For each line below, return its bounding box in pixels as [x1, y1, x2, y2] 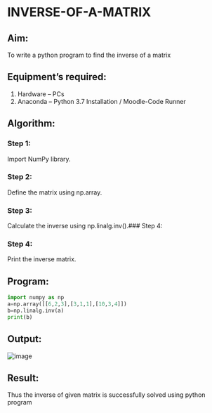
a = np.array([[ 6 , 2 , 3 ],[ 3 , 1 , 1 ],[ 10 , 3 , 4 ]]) [7, 301, 128, 308]
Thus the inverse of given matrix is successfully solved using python [7, 391, 206, 399]
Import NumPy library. [7, 155, 72, 163]
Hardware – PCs [17, 89, 65, 98]
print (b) [7, 313, 33, 320]
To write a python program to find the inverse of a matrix [7, 51, 171, 59]
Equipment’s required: [7, 71, 107, 83]
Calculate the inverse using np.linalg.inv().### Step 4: [7, 222, 163, 230]
